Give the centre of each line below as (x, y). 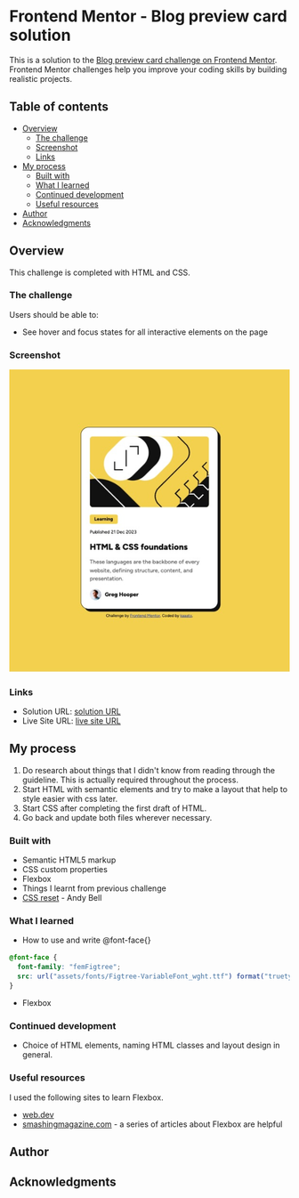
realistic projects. (41, 78)
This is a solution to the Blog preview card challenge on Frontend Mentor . (143, 60)
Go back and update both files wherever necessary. (117, 817)
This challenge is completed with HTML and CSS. (100, 272)
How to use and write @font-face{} (86, 940)
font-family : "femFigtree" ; (69, 967)
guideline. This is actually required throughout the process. (130, 780)
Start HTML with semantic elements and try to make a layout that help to (154, 789)
